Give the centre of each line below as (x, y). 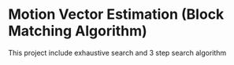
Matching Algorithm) (78, 31)
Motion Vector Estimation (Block (116, 14)
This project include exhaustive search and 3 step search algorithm (117, 52)
